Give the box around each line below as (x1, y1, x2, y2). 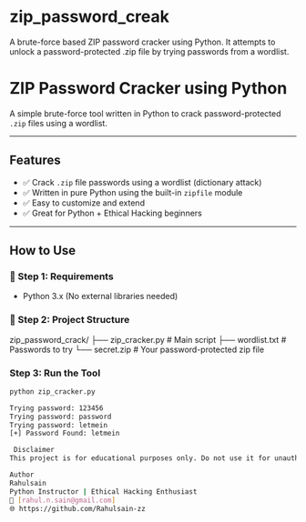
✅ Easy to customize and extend (22, 197, 146, 208)
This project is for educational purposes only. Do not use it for (9, 454, 271, 463)
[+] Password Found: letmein (9, 429, 120, 438)
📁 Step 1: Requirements (9, 270, 114, 283)
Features (9, 153, 61, 168)
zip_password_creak (9, 6, 170, 27)
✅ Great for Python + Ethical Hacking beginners (22, 207, 202, 218)
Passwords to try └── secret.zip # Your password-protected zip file (9, 344, 265, 355)
